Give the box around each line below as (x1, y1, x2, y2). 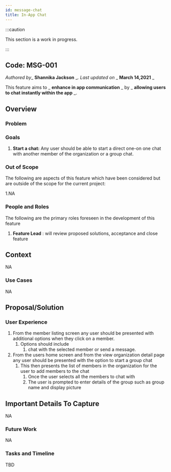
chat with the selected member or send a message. (28, 346, 136, 353)
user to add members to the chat (20, 368, 89, 374)
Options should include (20, 341, 69, 347)
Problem (5, 120, 27, 127)
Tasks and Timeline (5, 450, 55, 457)
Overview (5, 104, 37, 113)
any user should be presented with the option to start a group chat (12, 357, 153, 364)
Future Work (5, 425, 37, 433)
